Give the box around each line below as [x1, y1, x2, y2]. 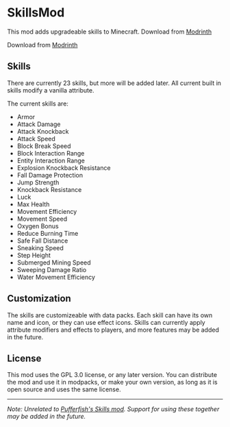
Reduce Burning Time [16, 229, 79, 237]
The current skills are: [7, 99, 68, 108]
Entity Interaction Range [16, 156, 86, 164]
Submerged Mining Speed [16, 258, 91, 267]
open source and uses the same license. [7, 385, 121, 393]
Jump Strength [16, 178, 60, 186]
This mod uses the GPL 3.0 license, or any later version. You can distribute [7, 371, 218, 379]
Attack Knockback [16, 127, 69, 135]
